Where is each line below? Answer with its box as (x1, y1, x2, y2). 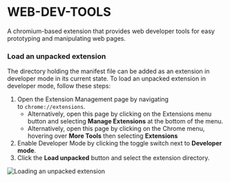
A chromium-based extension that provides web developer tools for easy (7, 27, 215, 35)
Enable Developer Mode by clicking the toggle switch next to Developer (17, 139, 222, 148)
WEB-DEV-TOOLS (7, 4, 112, 20)
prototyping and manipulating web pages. (7, 34, 126, 42)
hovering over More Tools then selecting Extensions (27, 132, 178, 140)
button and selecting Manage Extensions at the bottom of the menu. (27, 117, 224, 125)
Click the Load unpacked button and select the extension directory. (17, 154, 210, 162)
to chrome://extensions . (17, 103, 86, 111)
